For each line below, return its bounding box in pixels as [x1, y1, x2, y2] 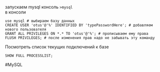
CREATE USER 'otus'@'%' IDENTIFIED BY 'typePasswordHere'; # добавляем [5, 23, 153, 28]
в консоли [5, 9, 26, 15]
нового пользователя [5, 27, 47, 32]
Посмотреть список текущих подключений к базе [5, 44, 109, 50]
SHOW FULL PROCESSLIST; [5, 53, 53, 58]
